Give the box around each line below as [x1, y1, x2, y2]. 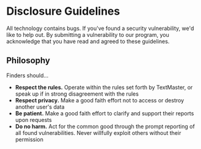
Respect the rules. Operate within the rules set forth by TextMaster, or [15, 83, 193, 91]
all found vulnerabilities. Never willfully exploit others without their [15, 129, 181, 136]
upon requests [15, 116, 52, 123]
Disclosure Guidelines [6, 4, 120, 18]
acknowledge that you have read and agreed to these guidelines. [6, 37, 170, 45]
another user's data [15, 103, 65, 110]
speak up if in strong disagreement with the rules [15, 90, 139, 97]
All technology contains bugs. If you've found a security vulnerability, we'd [6, 25, 194, 32]
